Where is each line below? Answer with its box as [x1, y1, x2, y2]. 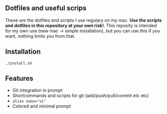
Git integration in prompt [12, 87, 63, 94]
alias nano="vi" [12, 99, 46, 104]
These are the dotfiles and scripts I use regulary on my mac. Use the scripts [5, 17, 162, 23]
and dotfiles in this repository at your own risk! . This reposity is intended [5, 22, 157, 28]
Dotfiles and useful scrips [5, 4, 87, 12]
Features [5, 74, 33, 83]
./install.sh [5, 61, 32, 66]
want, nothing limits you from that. [5, 33, 76, 39]
